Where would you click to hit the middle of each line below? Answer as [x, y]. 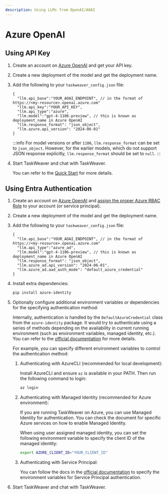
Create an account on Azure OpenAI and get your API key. [72, 65]
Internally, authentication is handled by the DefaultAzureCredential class [88, 317]
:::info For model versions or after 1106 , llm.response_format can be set [86, 143]
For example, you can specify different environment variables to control [86, 348]
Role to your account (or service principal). [57, 206]
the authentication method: [40, 354]
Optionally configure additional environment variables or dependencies [86, 302]
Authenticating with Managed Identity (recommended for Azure [86, 398]
